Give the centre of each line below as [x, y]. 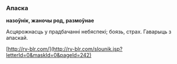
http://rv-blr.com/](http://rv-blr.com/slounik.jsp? [65, 49]
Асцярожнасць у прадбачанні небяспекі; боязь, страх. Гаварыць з [89, 32]
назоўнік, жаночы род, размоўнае [50, 21]
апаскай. [17, 38]
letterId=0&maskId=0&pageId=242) [49, 55]
